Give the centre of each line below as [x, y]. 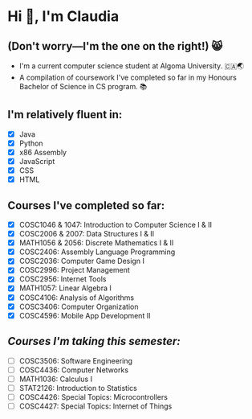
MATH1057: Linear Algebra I [65, 288]
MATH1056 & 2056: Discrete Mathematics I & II [96, 243]
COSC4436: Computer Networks [74, 370]
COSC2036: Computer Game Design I [82, 261]
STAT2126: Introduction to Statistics [78, 388]
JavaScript [37, 161]
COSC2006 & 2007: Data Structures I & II [87, 234]
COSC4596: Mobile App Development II [85, 315]
